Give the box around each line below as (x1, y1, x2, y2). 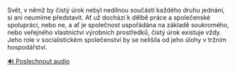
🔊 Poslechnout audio (7, 57, 70, 65)
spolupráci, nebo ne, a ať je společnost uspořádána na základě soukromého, (7, 21, 230, 29)
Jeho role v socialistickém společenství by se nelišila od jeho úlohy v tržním (7, 36, 227, 44)
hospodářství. (7, 43, 48, 51)
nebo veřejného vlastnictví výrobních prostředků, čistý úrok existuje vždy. (7, 28, 222, 36)
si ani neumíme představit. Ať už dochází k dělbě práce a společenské (7, 13, 211, 22)
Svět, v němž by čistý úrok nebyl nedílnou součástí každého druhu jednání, (7, 6, 225, 14)
